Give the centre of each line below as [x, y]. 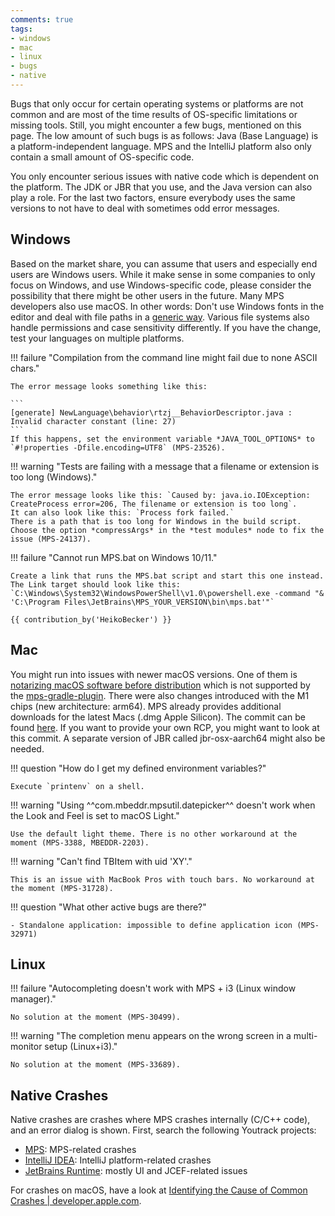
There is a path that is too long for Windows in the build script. [156, 521]
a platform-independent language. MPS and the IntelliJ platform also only [161, 146]
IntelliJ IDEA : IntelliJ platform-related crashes [118, 1160]
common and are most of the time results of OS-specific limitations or [154, 114]
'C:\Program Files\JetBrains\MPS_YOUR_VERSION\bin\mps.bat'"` [142, 602]
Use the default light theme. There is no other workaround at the [154, 834]
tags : [21, 29]
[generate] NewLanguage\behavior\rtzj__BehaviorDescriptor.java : [151, 412]
